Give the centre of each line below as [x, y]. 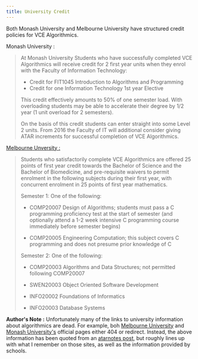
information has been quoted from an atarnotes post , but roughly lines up [95, 338]
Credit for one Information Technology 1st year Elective [96, 88]
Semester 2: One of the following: [61, 255]
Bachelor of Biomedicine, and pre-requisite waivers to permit [95, 172]
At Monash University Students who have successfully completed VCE [106, 57]
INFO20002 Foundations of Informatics [77, 296]
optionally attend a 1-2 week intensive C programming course [104, 220]
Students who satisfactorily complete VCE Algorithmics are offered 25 [106, 159]
